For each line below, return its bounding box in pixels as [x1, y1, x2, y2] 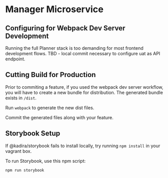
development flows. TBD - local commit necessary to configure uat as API [5, 51, 160, 56]
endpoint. [5, 56, 25, 62]
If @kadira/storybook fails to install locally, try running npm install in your [5, 143, 160, 149]
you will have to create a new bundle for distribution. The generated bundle [5, 89, 163, 95]
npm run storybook [5, 167, 44, 173]
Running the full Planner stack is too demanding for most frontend [5, 45, 144, 51]
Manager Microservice [5, 4, 104, 15]
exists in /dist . [5, 95, 37, 101]
